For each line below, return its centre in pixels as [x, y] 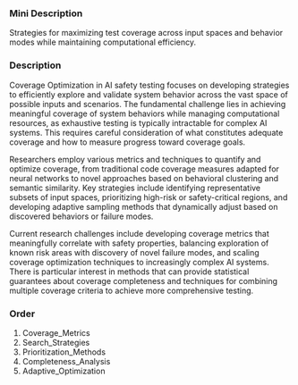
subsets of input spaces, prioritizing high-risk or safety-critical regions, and [149, 197]
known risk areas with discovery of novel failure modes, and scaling [134, 252]
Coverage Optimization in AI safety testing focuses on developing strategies [149, 85]
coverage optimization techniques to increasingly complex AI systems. [140, 262]
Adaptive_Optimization [64, 371]
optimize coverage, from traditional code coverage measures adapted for [145, 169]
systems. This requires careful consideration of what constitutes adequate [146, 132]
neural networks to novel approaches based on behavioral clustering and [144, 178]
